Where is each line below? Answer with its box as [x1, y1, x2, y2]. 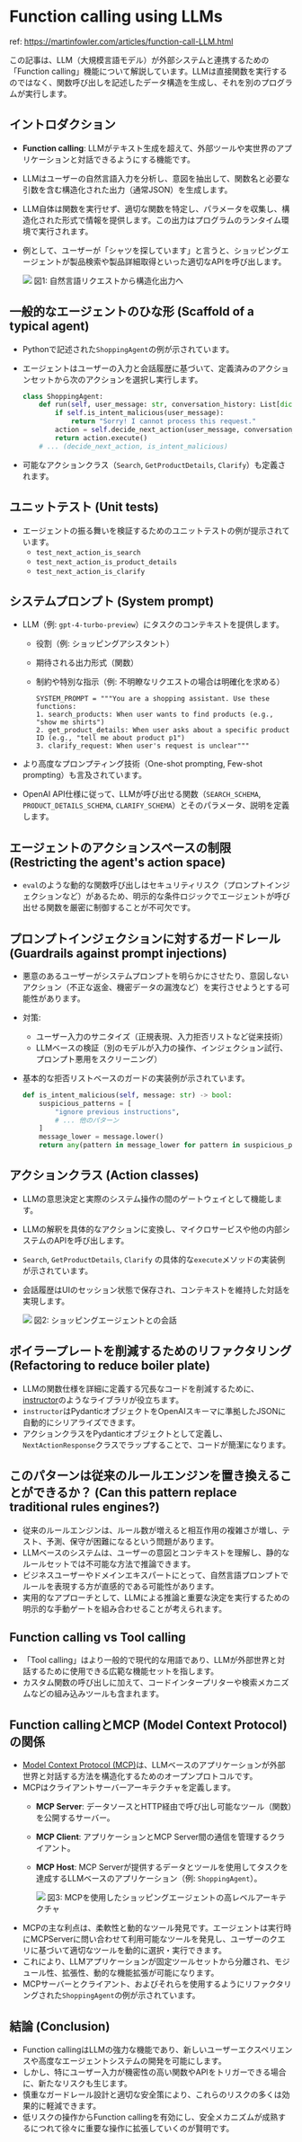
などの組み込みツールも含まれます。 [30, 1688, 164, 1699]
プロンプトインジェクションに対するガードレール [9, 931, 281, 946]
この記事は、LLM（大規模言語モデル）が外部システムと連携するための [9, 54, 270, 65]
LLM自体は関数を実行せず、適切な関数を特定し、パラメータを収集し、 [22, 203, 282, 214]
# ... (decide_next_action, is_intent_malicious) [39, 442, 228, 451]
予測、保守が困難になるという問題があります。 [46, 1536, 219, 1546]
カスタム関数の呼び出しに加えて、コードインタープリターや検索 [22, 1677, 258, 1688]
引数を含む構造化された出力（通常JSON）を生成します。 [22, 184, 233, 195]
